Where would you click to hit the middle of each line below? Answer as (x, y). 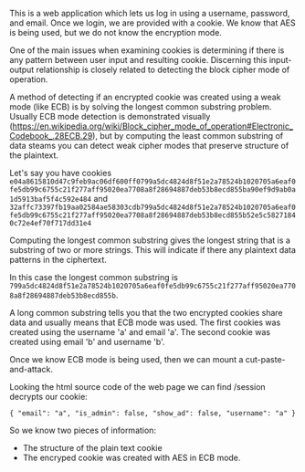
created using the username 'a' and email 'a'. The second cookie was (140, 332)
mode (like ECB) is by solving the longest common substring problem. (141, 107)
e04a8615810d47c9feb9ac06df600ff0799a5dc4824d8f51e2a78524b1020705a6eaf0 (153, 182)
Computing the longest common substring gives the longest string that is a (150, 240)
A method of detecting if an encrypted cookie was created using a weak (145, 97)
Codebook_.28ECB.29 (51, 136)
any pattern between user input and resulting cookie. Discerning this (138, 60)
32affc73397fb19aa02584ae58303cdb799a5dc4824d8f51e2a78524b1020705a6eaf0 (153, 207)
